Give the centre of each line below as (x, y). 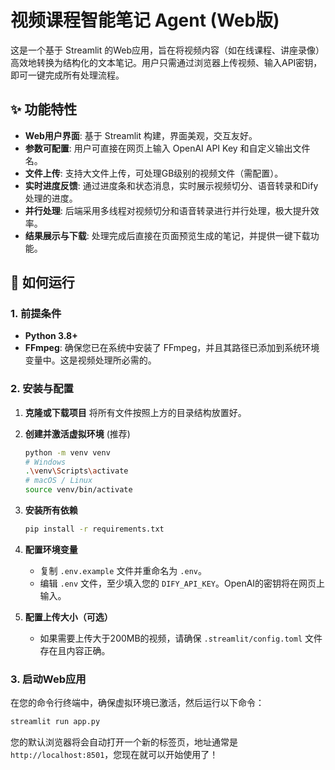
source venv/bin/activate (78, 490)
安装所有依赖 (51, 510)
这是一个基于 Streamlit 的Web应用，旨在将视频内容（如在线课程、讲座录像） (167, 50)
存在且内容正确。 (75, 650)
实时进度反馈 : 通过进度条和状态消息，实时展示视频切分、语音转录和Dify (171, 185)
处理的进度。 (51, 198)
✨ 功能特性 (44, 109)
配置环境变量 (51, 549)
